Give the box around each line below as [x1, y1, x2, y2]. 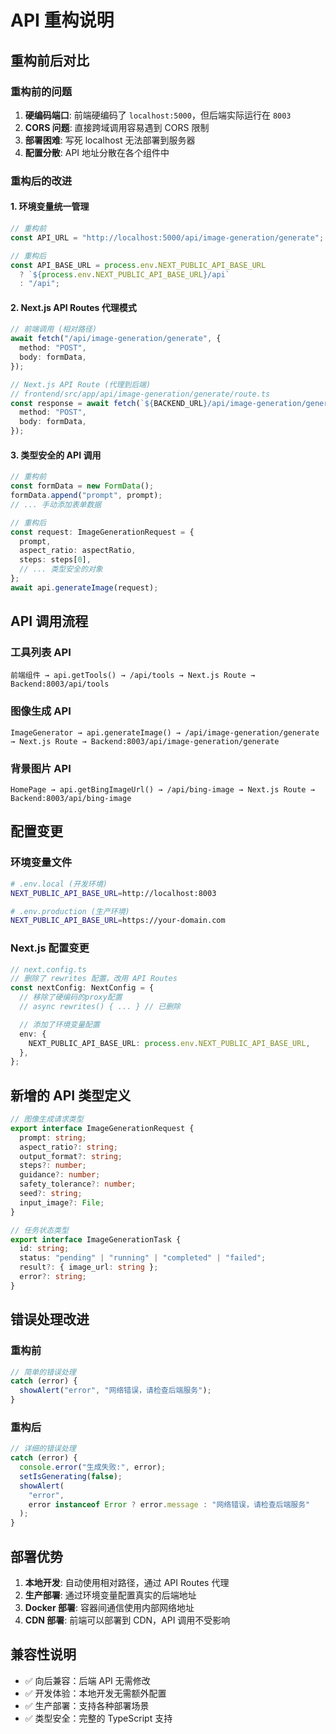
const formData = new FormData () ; [10, 481, 155, 491]
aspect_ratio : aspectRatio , [19, 546, 137, 556]
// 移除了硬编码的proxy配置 [19, 992, 123, 1003]
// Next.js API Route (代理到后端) [10, 379, 152, 390]
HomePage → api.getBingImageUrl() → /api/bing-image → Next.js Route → [10, 785, 315, 795]
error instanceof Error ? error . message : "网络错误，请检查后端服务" [28, 1499, 311, 1510]
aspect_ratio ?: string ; [19, 1142, 118, 1152]
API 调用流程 [10, 613, 89, 630]
